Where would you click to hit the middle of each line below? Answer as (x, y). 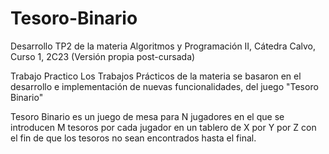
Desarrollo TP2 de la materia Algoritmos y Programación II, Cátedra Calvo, (163, 46)
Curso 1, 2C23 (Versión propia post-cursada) (103, 56)
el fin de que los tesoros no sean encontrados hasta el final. (133, 138)
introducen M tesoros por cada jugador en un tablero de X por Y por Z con (163, 127)
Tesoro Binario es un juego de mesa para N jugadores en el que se (147, 116)
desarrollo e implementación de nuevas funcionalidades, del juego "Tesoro (164, 86)
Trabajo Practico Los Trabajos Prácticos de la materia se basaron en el (156, 76)
